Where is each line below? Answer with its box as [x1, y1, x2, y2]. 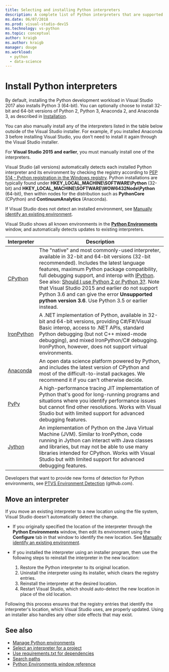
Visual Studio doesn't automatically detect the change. [5, 514, 119, 519]
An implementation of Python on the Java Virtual [39, 424, 153, 431]
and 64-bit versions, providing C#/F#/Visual [46, 318, 151, 325]
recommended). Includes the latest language [39, 259, 145, 266]
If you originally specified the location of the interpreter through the [12, 523, 152, 529]
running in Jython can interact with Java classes [39, 437, 153, 444]
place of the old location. [20, 591, 72, 597]
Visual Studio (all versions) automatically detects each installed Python [5, 164, 152, 170]
